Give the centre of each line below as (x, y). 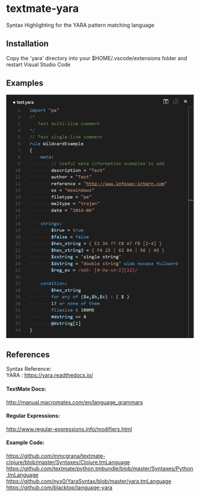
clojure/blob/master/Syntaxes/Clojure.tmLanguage (68, 462)
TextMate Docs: (26, 389)
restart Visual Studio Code (38, 64)
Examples (25, 83)
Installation (27, 44)
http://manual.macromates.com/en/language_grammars (75, 402)
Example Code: (25, 443)
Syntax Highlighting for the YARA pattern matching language (80, 25)
